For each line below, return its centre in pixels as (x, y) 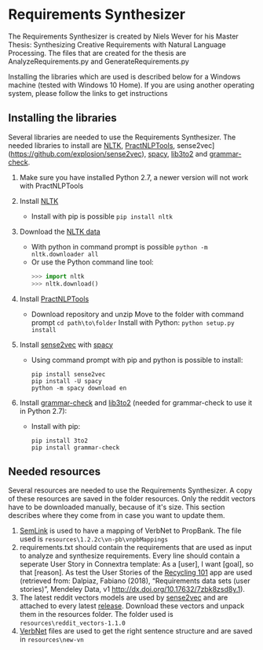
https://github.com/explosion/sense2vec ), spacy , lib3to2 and (109, 153)
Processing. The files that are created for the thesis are (97, 53)
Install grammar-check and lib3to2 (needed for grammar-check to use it (136, 402)
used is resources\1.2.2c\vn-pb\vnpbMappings (94, 539)
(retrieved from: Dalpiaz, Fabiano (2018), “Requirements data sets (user (135, 581)
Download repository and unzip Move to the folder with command (137, 314)
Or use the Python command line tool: (93, 262)
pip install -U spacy (66, 381)
